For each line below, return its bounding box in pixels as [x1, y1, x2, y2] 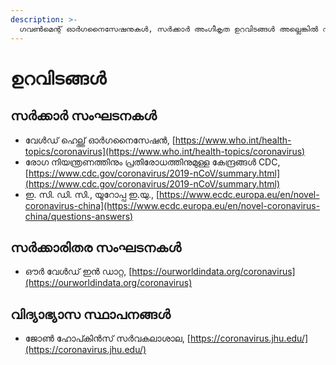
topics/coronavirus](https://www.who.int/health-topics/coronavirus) [24, 145, 306, 157]
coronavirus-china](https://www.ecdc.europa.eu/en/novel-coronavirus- [24, 199, 321, 211]
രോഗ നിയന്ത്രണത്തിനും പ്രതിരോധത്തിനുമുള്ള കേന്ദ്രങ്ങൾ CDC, [24, 156, 281, 168]
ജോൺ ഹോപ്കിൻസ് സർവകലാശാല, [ [24, 332, 191, 345]
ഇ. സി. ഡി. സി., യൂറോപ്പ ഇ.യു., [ [24, 188, 160, 200]
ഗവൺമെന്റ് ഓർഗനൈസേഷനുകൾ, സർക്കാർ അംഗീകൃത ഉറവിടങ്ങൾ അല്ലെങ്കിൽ [19, 24, 319, 34]
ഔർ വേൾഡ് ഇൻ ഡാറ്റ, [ [24, 266, 133, 278]
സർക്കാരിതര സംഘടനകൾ [10, 239, 182, 256]
